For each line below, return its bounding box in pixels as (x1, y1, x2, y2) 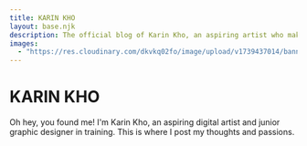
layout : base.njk (9, 22, 76, 31)
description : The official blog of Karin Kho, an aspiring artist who (9, 30, 284, 39)
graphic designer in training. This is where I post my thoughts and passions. (9, 127, 295, 138)
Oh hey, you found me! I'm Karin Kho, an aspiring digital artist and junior (9, 117, 281, 128)
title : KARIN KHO (9, 13, 76, 23)
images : (9, 38, 39, 48)
